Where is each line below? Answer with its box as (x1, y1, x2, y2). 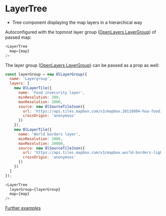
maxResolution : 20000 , (18, 141, 65, 146)
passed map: (5, 34, 32, 40)
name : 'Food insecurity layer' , (18, 90, 85, 95)
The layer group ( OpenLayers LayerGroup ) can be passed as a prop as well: (5, 62, 160, 68)
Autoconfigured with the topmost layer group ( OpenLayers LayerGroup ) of (5, 29, 157, 35)
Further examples (5, 205, 41, 211)
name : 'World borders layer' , (18, 132, 81, 137)
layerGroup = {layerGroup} (9, 187, 61, 192)
